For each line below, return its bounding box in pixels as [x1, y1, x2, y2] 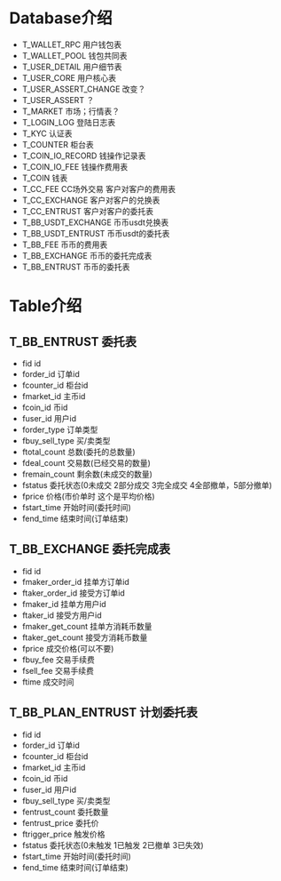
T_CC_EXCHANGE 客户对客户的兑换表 [21, 195, 160, 205]
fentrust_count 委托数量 [21, 806, 109, 817]
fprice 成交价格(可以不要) [21, 643, 114, 653]
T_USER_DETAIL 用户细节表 [21, 61, 122, 72]
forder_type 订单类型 [21, 424, 98, 435]
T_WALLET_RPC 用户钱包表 [21, 39, 122, 50]
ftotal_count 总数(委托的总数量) [21, 446, 136, 457]
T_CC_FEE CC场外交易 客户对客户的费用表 [21, 183, 176, 194]
